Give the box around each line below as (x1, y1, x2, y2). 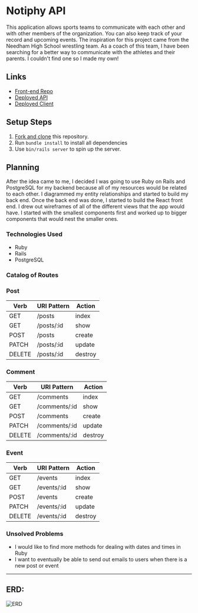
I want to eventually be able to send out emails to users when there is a (14, 555, 187, 563)
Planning (6, 162, 39, 172)
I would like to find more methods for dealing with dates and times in (14, 543, 181, 550)
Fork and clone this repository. (14, 132, 89, 140)
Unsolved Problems (6, 530, 64, 538)
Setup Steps (6, 117, 52, 127)
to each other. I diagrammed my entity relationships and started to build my (6, 190, 189, 198)
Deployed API (14, 94, 48, 101)
